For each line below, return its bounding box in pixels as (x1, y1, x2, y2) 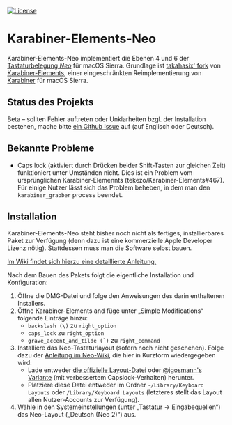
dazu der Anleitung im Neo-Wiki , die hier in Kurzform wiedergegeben (17, 351, 216, 360)
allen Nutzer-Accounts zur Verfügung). (27, 396, 139, 404)
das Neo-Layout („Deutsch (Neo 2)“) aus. (17, 410, 137, 419)
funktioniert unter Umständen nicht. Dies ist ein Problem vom (17, 168, 193, 177)
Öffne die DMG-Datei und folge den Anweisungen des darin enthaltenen (17, 292, 225, 300)
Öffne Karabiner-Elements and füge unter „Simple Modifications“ (17, 307, 203, 315)
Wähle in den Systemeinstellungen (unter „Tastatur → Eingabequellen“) (17, 403, 221, 411)
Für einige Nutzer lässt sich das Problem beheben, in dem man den (17, 183, 210, 192)
